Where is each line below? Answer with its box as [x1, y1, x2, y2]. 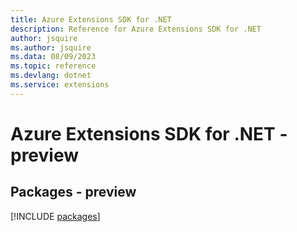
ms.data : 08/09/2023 [10, 52, 97, 62]
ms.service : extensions [10, 80, 110, 90]
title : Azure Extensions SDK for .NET [10, 14, 172, 25]
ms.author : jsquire [10, 42, 92, 53]
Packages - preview [10, 184, 137, 201]
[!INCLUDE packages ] [10, 210, 101, 222]
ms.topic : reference [10, 61, 97, 71]
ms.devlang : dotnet [10, 71, 92, 81]
